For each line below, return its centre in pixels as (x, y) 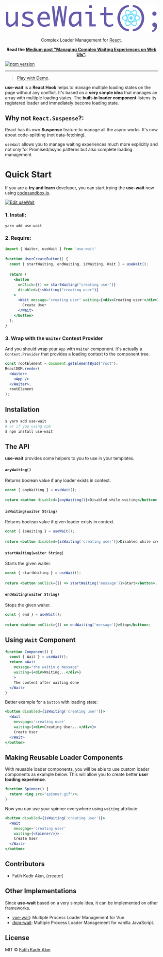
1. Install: (16, 215)
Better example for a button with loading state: (51, 702)
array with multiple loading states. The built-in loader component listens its (81, 98)
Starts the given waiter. (28, 564)
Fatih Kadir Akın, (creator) (38, 876)
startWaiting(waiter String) (34, 553)
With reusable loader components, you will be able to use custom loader (77, 769)
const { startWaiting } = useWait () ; (43, 573)
